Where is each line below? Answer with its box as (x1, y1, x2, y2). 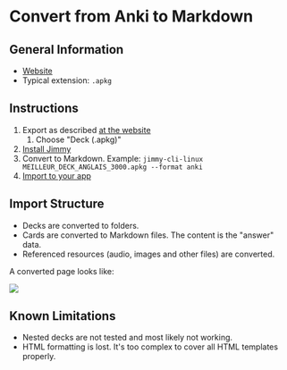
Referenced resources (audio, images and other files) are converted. (21, 248, 275, 259)
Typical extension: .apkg (21, 75, 112, 86)
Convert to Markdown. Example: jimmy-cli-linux (21, 153, 204, 164)
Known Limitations (9, 308, 116, 324)
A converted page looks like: (9, 265, 114, 276)
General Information (9, 42, 124, 57)
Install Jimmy (21, 143, 72, 154)
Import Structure (9, 197, 105, 212)
